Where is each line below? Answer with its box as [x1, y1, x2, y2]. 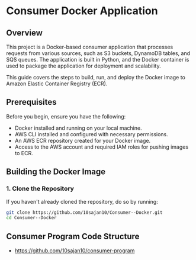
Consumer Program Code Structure [6, 231, 140, 241]
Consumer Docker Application [6, 4, 158, 18]
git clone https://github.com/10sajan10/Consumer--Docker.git [6, 209, 163, 216]
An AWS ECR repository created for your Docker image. [14, 137, 151, 144]
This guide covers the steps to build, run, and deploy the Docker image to [6, 74, 185, 81]
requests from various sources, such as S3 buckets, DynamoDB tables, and [6, 50, 191, 57]
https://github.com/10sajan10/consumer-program [14, 247, 135, 254]
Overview [6, 28, 43, 38]
